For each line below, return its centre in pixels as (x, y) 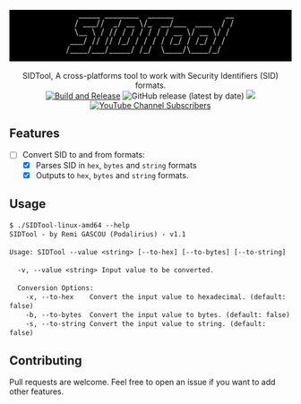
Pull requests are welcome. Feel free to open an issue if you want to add (142, 383)
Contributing (46, 361)
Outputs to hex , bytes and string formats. (112, 175)
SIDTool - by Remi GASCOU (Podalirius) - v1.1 (98, 235)
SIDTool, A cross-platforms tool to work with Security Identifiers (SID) (150, 75)
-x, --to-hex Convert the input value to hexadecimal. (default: (156, 297)
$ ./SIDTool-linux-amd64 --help (69, 226)
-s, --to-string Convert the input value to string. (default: (146, 324)
